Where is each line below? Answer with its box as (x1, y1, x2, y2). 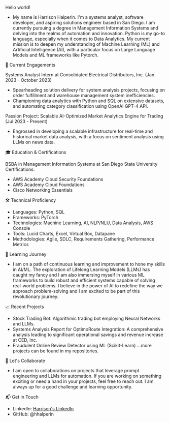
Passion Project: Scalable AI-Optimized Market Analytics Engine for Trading (5, 113, 163, 119)
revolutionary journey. (12, 293, 59, 299)
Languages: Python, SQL (12, 209, 65, 215)
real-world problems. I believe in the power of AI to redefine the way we (12, 283, 163, 289)
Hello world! (5, 5, 30, 10)
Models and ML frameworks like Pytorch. (12, 52, 99, 58)
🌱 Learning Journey (5, 251, 47, 257)
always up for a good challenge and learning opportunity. (12, 384, 133, 389)
